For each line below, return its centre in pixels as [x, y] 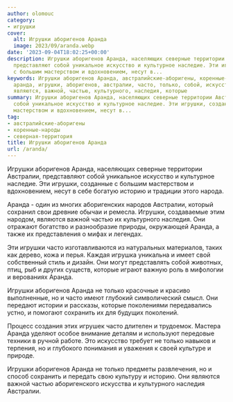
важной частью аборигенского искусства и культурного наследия [106, 384]
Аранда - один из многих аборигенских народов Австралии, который [110, 204]
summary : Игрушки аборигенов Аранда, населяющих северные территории [110, 98]
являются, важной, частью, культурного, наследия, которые [101, 91]
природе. [21, 355]
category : [21, 20]
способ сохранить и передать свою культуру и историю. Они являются [114, 376]
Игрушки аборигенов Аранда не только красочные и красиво [99, 290]
